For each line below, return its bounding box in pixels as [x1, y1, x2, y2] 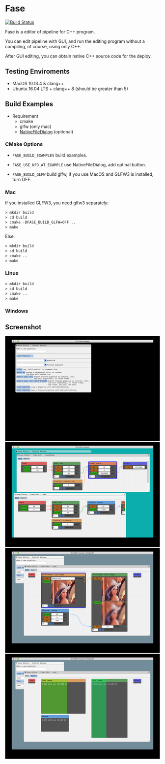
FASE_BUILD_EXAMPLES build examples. [12, 152, 87, 158]
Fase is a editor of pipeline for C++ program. [5, 29, 95, 34]
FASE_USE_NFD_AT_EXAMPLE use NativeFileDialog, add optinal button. [12, 161, 146, 167]
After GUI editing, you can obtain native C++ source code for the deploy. [5, 53, 152, 59]
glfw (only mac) [19, 124, 52, 129]
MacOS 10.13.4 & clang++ [12, 80, 64, 86]
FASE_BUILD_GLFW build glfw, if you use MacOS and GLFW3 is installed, [12, 171, 154, 177]
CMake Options [5, 141, 43, 148]
